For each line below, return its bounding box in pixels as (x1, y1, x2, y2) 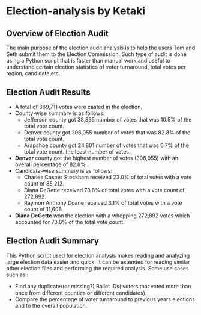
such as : (6, 271, 29, 278)
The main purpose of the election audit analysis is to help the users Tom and (6, 44, 196, 51)
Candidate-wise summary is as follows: (14, 167, 113, 174)
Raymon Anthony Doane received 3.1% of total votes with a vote (23, 199, 182, 206)
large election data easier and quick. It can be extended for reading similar (6, 258, 190, 266)
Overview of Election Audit (6, 28, 109, 39)
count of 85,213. (23, 179, 64, 187)
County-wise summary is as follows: (14, 110, 105, 117)
